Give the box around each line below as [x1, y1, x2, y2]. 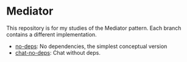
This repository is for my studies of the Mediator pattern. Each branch [6, 24, 182, 32]
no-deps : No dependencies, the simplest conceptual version [15, 43, 168, 50]
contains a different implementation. [6, 30, 97, 38]
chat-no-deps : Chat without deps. [15, 49, 101, 56]
